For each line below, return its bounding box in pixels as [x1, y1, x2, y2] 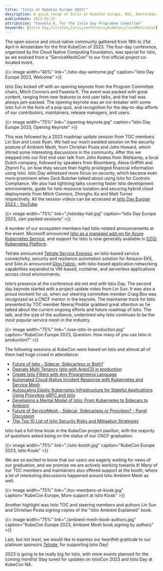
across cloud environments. [5, 271, 61, 277]
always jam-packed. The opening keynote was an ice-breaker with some [5, 99, 151, 105]
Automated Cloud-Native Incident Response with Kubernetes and [12, 377, 144, 383]
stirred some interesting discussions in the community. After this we [5, 150, 141, 155]
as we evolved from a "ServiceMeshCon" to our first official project [5, 54, 140, 60]
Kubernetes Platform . [5, 241, 48, 247]
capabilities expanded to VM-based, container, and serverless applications [5, 266, 155, 272]
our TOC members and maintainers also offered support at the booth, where [5, 467, 158, 473]
